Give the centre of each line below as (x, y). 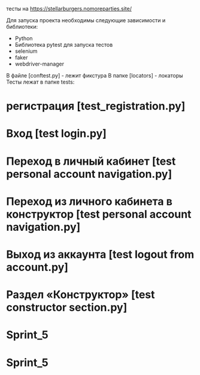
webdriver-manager (40, 64)
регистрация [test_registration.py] (96, 106)
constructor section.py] (67, 307)
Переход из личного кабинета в (89, 201)
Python (24, 38)
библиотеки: (22, 27)
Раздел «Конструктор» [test (81, 295)
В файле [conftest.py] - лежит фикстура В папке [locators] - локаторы (95, 75)
